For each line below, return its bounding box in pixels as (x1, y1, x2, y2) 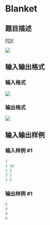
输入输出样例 (5, 131, 45, 139)
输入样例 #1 (5, 147, 32, 154)
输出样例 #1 (5, 190, 32, 197)
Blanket (5, 3, 37, 14)
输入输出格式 (5, 63, 45, 71)
